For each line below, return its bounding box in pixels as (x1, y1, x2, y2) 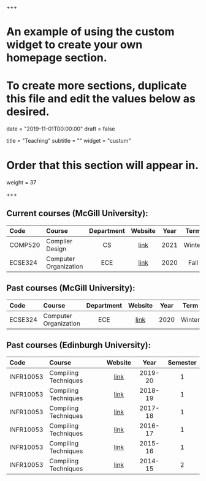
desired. (6, 105, 50, 119)
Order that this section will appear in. (6, 159, 199, 172)
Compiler (45, 237, 72, 245)
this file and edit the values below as (6, 92, 196, 106)
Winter (180, 315, 200, 324)
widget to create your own (6, 38, 143, 52)
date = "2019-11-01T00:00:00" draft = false (6, 125, 115, 132)
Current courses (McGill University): (6, 208, 148, 219)
